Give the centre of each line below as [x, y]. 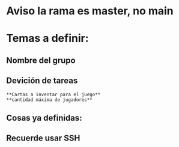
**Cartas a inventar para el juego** [53, 94]
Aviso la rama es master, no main [90, 11]
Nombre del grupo [41, 60]
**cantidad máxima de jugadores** [50, 100]
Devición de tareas [42, 81]
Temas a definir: [47, 39]
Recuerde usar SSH [43, 138]
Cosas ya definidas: [44, 118]
